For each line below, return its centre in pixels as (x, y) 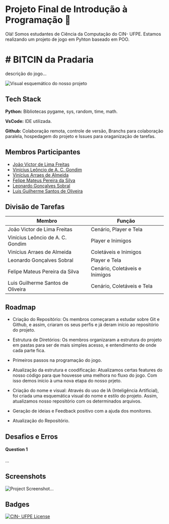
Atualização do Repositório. (41, 421)
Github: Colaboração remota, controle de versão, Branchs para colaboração (84, 131)
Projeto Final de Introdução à (66, 9)
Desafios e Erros (32, 437)
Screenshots (26, 476)
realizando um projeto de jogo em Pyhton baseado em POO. (67, 39)
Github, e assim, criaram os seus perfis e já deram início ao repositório (86, 325)
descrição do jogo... (26, 74)
